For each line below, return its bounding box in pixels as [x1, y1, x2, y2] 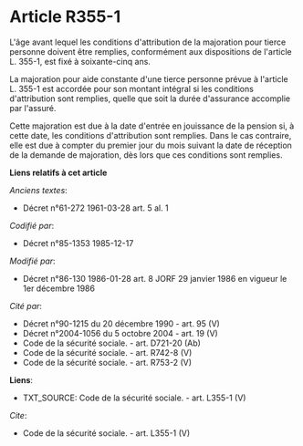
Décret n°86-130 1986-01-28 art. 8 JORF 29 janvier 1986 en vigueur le [22, 273, 287, 284]
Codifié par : [9, 220, 55, 231]
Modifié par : [9, 255, 57, 266]
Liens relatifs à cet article [9, 167, 108, 178]
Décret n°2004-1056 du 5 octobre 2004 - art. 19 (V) [22, 327, 219, 338]
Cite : [9, 410, 27, 420]
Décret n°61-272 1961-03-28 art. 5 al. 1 [22, 202, 169, 213]
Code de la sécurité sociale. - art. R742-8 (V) [22, 347, 193, 358]
